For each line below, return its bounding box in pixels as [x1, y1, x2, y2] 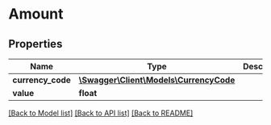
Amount [8, 5, 64, 23]
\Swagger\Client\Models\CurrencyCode [78, 74, 236, 85]
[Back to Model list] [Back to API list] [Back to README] [8, 108, 194, 118]
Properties [8, 37, 63, 51]
